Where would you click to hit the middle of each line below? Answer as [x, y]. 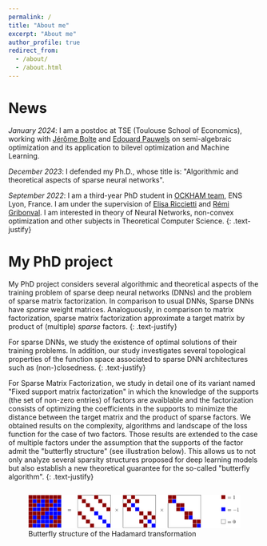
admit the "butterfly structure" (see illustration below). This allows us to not [132, 451]
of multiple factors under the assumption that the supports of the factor [126, 442]
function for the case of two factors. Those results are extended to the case [133, 434]
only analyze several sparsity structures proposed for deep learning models [133, 460]
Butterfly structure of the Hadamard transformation [112, 534]
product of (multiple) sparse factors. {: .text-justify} [93, 326]
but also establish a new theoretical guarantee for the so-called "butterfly [129, 468]
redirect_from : [34, 51]
